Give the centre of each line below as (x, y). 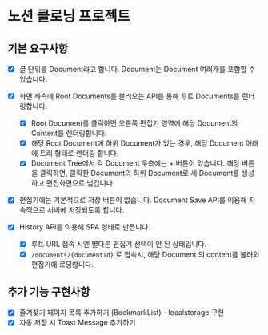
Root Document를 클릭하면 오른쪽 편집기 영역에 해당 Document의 (134, 123)
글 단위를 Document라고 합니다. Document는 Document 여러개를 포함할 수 (137, 69)
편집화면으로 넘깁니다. (80, 183)
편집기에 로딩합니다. (62, 264)
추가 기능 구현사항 (49, 291)
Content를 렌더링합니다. (69, 134)
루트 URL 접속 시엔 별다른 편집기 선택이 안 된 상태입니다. (119, 244)
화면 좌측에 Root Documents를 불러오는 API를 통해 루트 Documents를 (130, 96)
